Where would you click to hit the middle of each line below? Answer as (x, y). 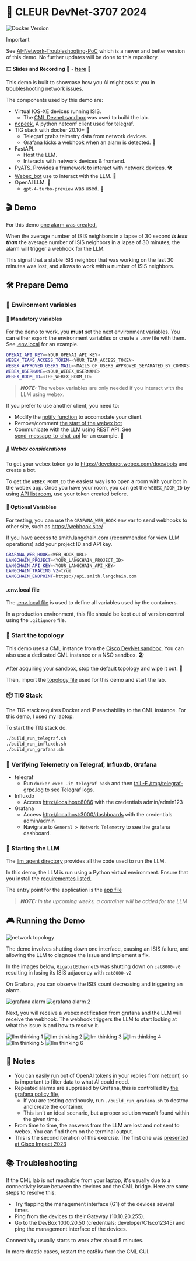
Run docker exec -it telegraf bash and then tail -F (85, 783)
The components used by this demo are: (55, 100)
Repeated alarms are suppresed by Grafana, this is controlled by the (97, 1088)
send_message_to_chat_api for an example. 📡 (69, 435)
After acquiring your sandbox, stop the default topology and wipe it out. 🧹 (94, 668)
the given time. (41, 1119)
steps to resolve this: (31, 1192)
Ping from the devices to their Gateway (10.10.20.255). (79, 1216)
